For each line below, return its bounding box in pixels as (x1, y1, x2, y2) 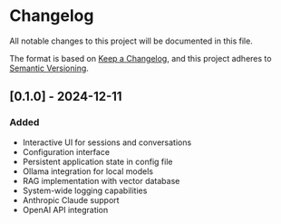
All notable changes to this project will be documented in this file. (9, 35, 254, 46)
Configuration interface (22, 146, 111, 157)
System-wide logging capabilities (22, 185, 148, 196)
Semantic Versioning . (9, 63, 89, 73)
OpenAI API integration (22, 204, 109, 215)
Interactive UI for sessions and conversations (22, 137, 192, 148)
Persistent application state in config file (22, 156, 173, 167)
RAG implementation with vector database (22, 175, 180, 186)
